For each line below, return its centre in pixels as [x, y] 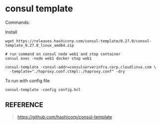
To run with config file [27, 80]
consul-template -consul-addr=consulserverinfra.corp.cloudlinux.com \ [80, 67]
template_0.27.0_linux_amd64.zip [40, 45]
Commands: [18, 22]
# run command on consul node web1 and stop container [63, 54]
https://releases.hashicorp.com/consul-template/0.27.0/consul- [84, 41]
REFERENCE [24, 105]
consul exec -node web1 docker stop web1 [49, 58]
